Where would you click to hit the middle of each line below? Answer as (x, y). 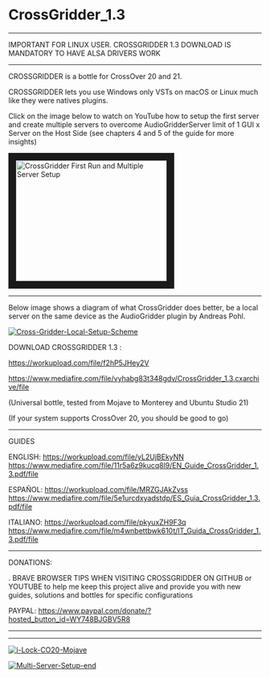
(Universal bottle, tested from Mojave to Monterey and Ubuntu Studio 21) (129, 402)
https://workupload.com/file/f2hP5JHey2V (79, 363)
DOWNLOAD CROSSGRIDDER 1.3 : (65, 347)
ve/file (19, 387)
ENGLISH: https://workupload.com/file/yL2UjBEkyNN (96, 457)
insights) (23, 142)
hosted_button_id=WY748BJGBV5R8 (70, 619)
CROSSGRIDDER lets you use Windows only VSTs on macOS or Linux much (133, 92)
